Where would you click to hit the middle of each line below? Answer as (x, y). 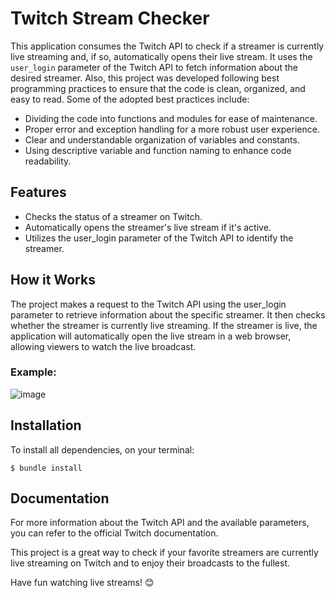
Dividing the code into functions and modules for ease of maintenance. (171, 118)
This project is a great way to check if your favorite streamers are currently (164, 553)
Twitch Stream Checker (110, 18)
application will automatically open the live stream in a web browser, (151, 336)
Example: (33, 372)
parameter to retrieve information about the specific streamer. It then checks (168, 314)
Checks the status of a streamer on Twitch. (113, 216)
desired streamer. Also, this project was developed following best (145, 78)
